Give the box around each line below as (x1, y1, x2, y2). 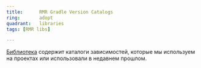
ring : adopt (6, 15, 53, 21)
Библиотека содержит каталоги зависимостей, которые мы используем (6, 48, 196, 56)
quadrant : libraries (6, 20, 64, 26)
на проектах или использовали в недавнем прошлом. (6, 55, 147, 62)
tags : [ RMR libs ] (6, 26, 51, 32)
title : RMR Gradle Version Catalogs (6, 9, 114, 15)
